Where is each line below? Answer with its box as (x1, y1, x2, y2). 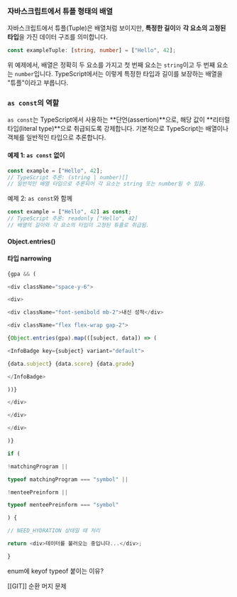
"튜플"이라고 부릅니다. (7, 78, 69, 87)
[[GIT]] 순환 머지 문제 (7, 581, 67, 590)
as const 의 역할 (7, 98, 60, 108)
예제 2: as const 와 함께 (7, 194, 73, 203)
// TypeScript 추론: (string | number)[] (7, 174, 129, 181)
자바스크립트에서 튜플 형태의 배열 (7, 6, 114, 16)
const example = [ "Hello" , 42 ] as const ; (7, 208, 132, 216)
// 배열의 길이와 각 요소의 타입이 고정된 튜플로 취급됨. (7, 222, 150, 229)
